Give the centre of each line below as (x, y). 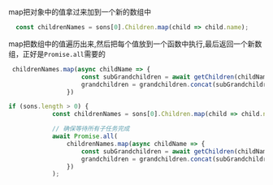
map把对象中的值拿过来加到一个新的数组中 (80, 12)
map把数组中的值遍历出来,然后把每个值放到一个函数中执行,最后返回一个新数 (135, 44)
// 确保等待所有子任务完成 (91, 129)
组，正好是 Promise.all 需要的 (57, 54)
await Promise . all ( (84, 136)
